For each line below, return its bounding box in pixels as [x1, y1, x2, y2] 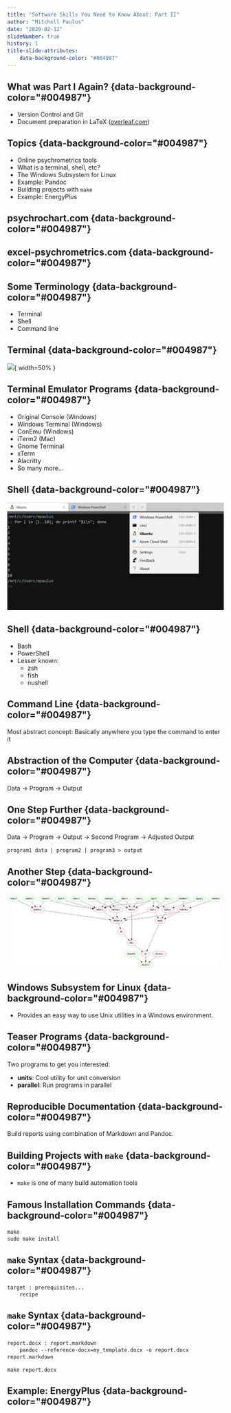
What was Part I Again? [7, 81, 109, 93]
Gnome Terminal [16, 442, 65, 450]
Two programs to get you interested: [7, 1060, 111, 1068]
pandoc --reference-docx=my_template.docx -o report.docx [19, 1346, 189, 1354]
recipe [19, 1291, 38, 1298]
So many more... [16, 464, 64, 472]
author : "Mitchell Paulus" [7, 18, 85, 26]
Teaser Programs [7, 1031, 82, 1043]
